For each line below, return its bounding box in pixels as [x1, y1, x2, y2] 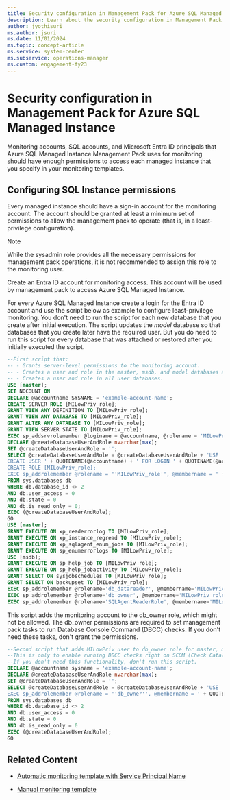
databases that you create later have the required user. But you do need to [7, 328, 217, 337]
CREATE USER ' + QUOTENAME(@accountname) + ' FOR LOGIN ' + [7, 458, 183, 465]
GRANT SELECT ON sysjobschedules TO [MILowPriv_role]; [7, 573, 167, 580]
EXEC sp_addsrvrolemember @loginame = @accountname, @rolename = [7, 433, 197, 439]
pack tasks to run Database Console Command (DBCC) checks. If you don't [7, 625, 221, 633]
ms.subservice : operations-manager [7, 55, 109, 62]
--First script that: [7, 356, 69, 363]
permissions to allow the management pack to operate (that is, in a [7, 217, 195, 225]
